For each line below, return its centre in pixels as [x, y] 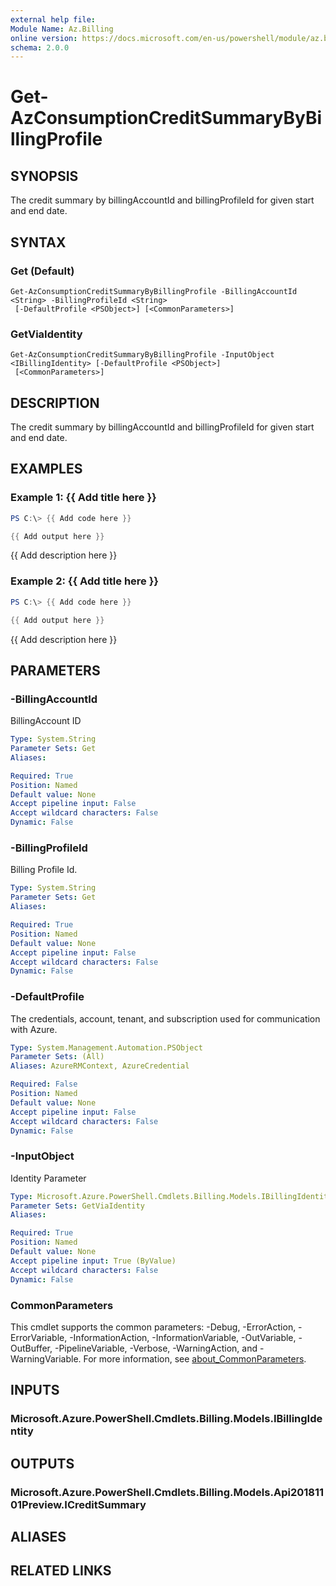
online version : [44, 38]
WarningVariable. [46, 1358]
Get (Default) [42, 271]
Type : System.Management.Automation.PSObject [106, 1047]
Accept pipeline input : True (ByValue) [93, 1261]
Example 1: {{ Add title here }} [83, 498]
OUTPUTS [42, 1463]
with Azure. [34, 1029]
